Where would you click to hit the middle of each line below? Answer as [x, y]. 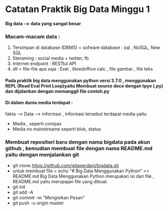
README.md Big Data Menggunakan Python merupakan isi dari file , [83, 176]
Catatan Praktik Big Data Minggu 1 [77, 9]
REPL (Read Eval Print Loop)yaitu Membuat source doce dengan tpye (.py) [84, 86]
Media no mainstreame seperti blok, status [57, 129]
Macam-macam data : [33, 36]
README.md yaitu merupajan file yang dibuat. [60, 182]
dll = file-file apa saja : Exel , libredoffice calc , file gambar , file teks [83, 69]
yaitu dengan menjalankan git [42, 155]
